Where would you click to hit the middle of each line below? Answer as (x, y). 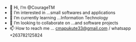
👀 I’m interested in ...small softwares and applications (62, 13)
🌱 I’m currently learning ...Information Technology (59, 18)
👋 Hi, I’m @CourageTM (32, 7)
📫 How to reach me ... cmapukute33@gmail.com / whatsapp (70, 28)
